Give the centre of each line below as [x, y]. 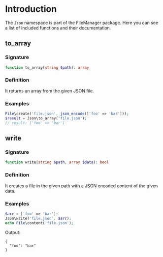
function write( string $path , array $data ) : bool [57, 162]
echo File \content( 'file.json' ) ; [39, 223]
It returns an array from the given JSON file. [49, 91]
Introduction [31, 9]
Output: [13, 232]
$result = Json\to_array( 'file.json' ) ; [46, 118]
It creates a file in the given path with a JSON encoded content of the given [81, 186]
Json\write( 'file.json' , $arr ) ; [38, 218]
